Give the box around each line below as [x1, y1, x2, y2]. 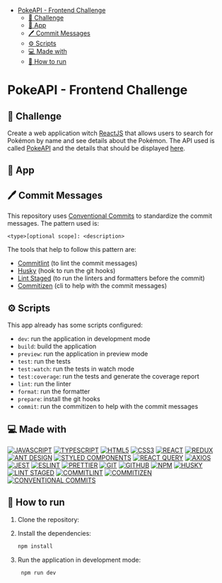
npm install [17, 543, 53, 550]
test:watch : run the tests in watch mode [17, 364, 134, 374]
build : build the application [17, 342, 97, 351]
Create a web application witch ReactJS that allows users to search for [7, 129, 214, 137]
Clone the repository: [17, 515, 80, 524]
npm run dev [21, 569, 57, 576]
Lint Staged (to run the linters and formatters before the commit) [17, 274, 205, 282]
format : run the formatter [17, 387, 90, 396]
